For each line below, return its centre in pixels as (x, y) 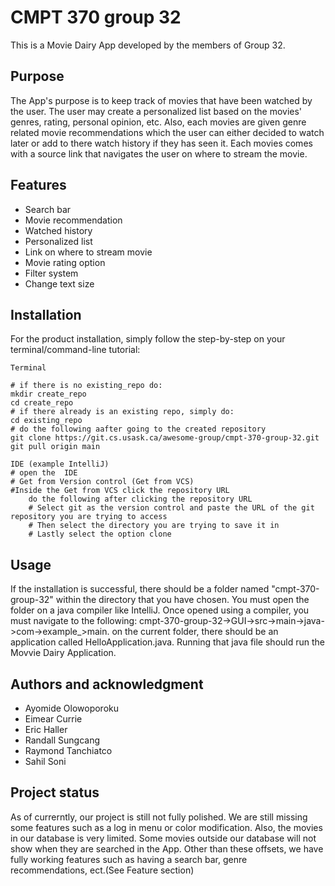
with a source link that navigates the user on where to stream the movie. (159, 153)
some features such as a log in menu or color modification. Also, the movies (166, 827)
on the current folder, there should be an (195, 632)
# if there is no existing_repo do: (86, 386)
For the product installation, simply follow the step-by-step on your (148, 339)
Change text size (59, 283)
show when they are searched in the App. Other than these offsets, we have (167, 848)
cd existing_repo (46, 421)
